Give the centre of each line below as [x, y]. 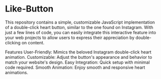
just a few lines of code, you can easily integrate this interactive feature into [80, 32]
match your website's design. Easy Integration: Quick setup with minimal [78, 62]
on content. [33, 42]
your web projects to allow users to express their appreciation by [70, 38]
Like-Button [29, 9]
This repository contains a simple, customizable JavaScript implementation [80, 22]
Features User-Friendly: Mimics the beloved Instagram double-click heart [78, 52]
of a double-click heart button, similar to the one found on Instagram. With [79, 27]
